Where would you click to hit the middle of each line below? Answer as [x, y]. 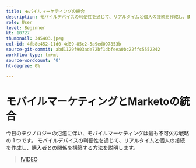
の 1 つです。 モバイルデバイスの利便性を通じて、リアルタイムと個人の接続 [96, 141]
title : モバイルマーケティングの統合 [45, 11]
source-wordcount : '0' [34, 60]
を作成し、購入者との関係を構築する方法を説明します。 [72, 148]
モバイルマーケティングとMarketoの [93, 101]
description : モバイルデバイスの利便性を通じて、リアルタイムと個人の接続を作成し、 [97, 17]
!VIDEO [29, 160]
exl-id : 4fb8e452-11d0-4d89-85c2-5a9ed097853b [64, 44]
